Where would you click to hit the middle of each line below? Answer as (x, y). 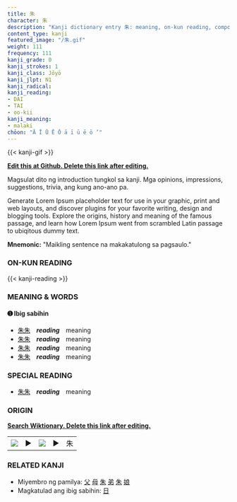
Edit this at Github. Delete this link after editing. (78, 166)
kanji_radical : (30, 86)
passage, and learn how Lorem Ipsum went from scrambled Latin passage (115, 223)
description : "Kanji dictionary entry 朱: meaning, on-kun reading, (109, 27)
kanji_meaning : (30, 119)
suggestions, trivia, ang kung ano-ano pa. (68, 187)
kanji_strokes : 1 (33, 66)
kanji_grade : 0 (30, 60)
